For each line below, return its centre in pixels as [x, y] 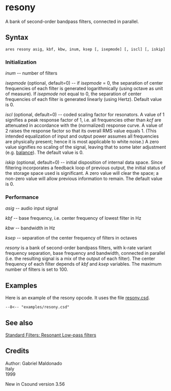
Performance [22, 197]
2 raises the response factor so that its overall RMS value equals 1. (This [81, 131]
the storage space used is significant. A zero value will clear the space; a [82, 173]
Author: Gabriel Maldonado [34, 363]
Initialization [21, 62]
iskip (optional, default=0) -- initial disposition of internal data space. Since [84, 163]
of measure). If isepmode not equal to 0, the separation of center [74, 94]
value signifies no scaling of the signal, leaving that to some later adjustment [86, 147]
